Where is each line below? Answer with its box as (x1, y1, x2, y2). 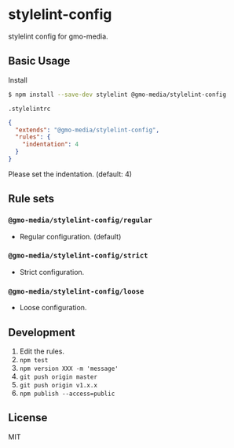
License (8, 411, 48, 424)
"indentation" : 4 (22, 140, 79, 149)
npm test (19, 356, 49, 364)
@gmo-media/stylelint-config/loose (8, 287, 144, 296)
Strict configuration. (19, 267, 85, 276)
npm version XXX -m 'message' (19, 365, 119, 372)
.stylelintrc (8, 105, 51, 113)
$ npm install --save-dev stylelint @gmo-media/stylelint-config (8, 91, 226, 98)
